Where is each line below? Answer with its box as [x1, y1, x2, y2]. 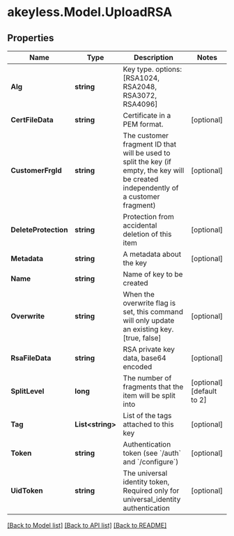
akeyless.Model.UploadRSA [7, 4, 173, 20]
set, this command [123, 307, 183, 316]
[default [191, 387, 217, 396]
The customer [123, 131, 169, 140]
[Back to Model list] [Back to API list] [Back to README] [7, 521, 167, 529]
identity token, [123, 477, 170, 486]
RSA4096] [123, 99, 158, 109]
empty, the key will [123, 165, 185, 175]
